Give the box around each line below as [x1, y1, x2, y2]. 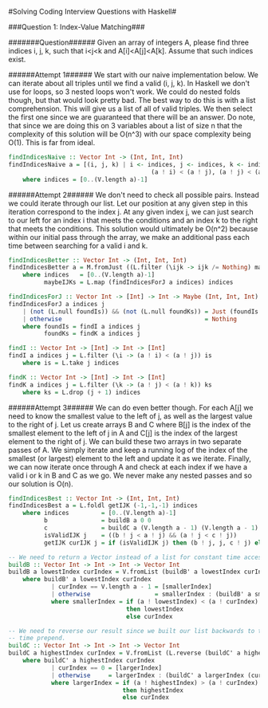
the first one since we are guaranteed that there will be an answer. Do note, [8, 112, 256, 122]
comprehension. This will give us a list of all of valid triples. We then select [8, 104, 253, 113]
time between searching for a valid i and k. [8, 241, 148, 250]
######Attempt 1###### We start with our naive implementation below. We [8, 70, 259, 79]
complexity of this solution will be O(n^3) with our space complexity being [8, 129, 251, 139]
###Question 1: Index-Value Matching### [8, 22, 145, 31]
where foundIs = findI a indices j [22, 322, 141, 330]
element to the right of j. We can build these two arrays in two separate [8, 436, 242, 446]
